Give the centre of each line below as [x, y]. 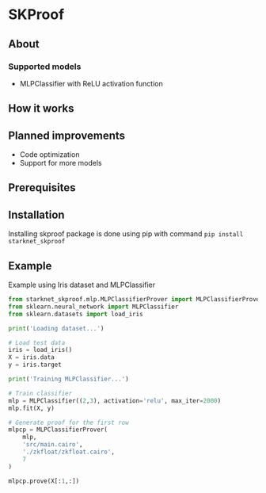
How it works [41, 109]
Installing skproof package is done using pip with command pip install [126, 234]
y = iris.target [35, 365]
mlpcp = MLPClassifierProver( [58, 430]
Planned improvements [66, 135]
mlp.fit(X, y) [32, 408]
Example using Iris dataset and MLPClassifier [82, 285]
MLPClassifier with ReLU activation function [91, 83]
